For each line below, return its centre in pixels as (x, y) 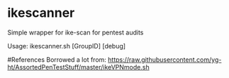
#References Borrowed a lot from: (57, 59)
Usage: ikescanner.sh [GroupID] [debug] (67, 46)
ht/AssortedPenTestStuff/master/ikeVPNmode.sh (79, 67)
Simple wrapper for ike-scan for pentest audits (76, 32)
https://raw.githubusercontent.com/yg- (164, 59)
